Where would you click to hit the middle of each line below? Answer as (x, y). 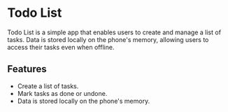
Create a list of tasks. (48, 86)
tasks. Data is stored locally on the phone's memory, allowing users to (108, 39)
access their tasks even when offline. (61, 47)
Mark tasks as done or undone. (62, 93)
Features (27, 69)
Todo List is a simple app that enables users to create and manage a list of (114, 32)
